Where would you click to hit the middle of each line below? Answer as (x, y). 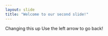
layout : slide (20, 10)
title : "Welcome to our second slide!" (47, 14)
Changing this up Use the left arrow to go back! (54, 28)
